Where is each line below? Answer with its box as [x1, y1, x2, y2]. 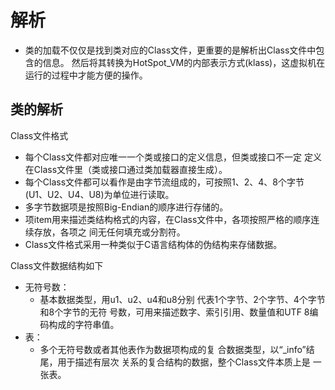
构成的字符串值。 [48, 318, 120, 330]
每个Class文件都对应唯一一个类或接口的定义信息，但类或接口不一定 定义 [24, 151, 322, 163]
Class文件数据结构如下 [10, 259, 104, 271]
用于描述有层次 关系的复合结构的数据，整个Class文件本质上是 [57, 356, 311, 368]
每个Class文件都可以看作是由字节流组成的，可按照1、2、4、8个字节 [24, 176, 305, 188]
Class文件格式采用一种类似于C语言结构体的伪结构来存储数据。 [24, 238, 283, 250]
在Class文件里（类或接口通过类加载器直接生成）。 [24, 163, 228, 175]
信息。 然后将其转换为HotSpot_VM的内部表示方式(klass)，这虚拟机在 [42, 56, 326, 68]
